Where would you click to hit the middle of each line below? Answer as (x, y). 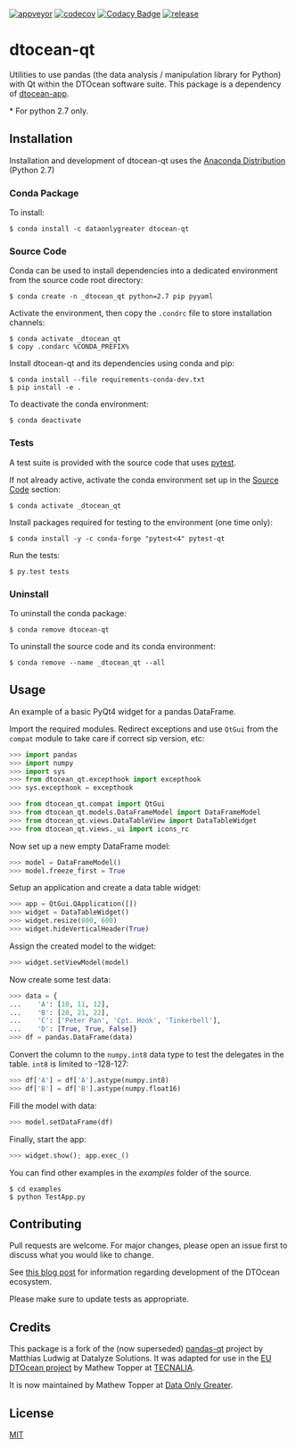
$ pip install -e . (45, 388)
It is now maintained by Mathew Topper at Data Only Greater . (121, 1385)
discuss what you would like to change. (82, 1255)
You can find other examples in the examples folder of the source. (131, 1172)
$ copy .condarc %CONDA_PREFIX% (69, 347)
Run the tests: (35, 555)
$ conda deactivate (45, 421)
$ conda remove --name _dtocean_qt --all (87, 662)
